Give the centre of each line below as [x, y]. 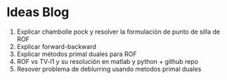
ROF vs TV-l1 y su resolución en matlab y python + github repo [107, 61]
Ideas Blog [38, 12]
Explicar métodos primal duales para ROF [77, 54]
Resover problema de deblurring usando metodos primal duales [109, 69]
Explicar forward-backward [56, 46]
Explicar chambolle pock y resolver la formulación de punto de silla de [118, 32]
